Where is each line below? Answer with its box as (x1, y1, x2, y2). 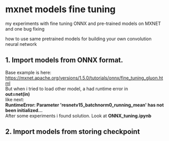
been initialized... (5, 107, 43, 113)
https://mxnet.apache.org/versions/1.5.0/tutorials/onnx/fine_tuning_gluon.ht (5, 75, 163, 81)
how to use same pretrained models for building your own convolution (5, 36, 152, 42)
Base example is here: (5, 69, 52, 75)
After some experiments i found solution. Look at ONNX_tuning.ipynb (5, 112, 152, 119)
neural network (5, 41, 37, 47)
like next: (5, 96, 24, 102)
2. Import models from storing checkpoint (5, 127, 140, 136)
